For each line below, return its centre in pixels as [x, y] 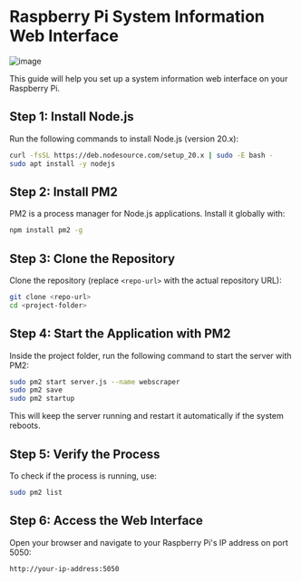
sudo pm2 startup [42, 399]
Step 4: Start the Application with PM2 [120, 334]
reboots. [25, 426]
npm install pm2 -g [46, 230]
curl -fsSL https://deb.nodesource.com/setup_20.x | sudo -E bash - [141, 155]
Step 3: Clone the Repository [92, 259]
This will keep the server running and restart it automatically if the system [146, 416]
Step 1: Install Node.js [72, 116]
